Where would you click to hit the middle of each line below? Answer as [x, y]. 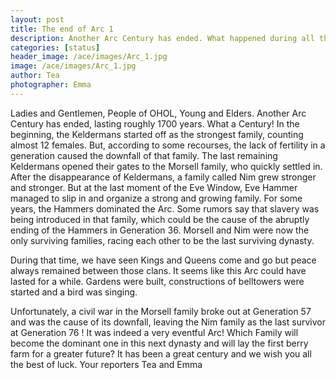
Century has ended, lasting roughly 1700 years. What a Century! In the [155, 123]
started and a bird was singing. [74, 292]
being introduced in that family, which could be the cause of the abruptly [160, 219]
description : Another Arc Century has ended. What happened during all [162, 38]
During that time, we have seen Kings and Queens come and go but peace [163, 260]
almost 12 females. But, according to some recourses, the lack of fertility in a [168, 145]
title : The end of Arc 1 [62, 29]
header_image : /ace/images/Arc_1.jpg [89, 57]
